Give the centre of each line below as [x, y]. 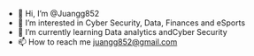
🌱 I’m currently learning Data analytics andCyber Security [122, 32]
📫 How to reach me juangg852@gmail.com [97, 42]
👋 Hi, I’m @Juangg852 [58, 14]
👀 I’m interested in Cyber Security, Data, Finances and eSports [131, 23]
